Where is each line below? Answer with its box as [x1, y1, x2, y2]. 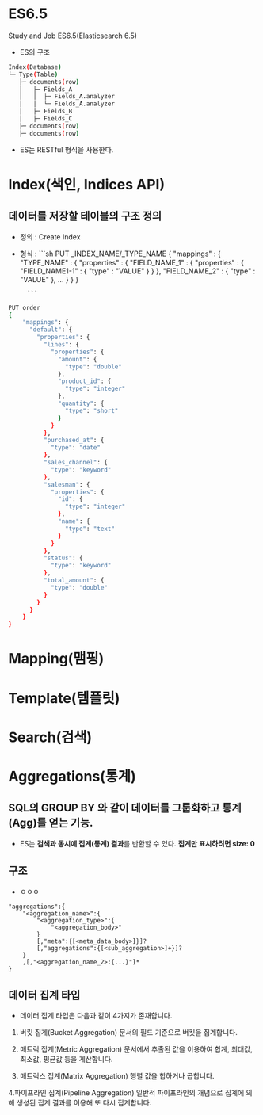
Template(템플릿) [8, 689, 120, 707]
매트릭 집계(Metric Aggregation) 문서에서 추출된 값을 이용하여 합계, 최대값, [19, 1044, 253, 1054]
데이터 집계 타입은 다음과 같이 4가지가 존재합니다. [19, 1011, 173, 1021]
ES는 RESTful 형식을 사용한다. [19, 144, 114, 155]
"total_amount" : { [43, 576, 105, 585]
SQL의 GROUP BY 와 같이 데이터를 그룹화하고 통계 [8, 801, 242, 815]
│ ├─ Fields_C [18, 115, 73, 123]
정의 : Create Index [19, 231, 81, 242]
